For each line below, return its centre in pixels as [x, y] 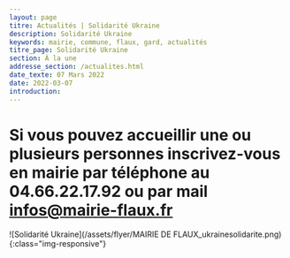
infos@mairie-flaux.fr [91, 210]
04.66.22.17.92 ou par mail [109, 191]
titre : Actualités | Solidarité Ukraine [85, 26]
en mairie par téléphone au [110, 172]
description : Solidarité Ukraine [71, 34]
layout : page [33, 17]
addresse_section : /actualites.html [76, 67]
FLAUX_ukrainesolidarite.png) [227, 234]
